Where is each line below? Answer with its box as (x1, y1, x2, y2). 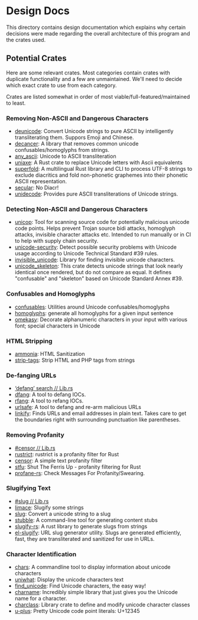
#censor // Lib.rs (14, 444, 56, 452)
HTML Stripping (6, 337, 53, 345)
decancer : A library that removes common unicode (14, 140, 139, 147)
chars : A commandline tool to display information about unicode (14, 563, 171, 571)
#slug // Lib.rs (14, 498, 49, 505)
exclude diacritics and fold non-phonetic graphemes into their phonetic (14, 171, 189, 178)
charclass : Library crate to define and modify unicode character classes (14, 601, 190, 608)
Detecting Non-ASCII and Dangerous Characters (6, 205, 148, 213)
